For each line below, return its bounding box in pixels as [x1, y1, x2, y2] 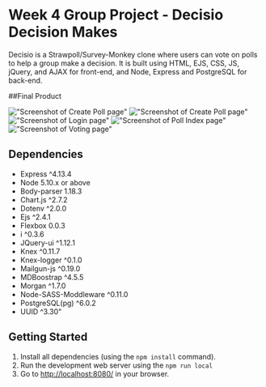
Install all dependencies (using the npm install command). [19, 351, 217, 361]
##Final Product [8, 91, 62, 100]
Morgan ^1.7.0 [19, 281, 66, 291]
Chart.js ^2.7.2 [19, 194, 68, 204]
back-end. [8, 75, 43, 85]
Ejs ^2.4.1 [19, 212, 51, 222]
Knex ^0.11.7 [19, 246, 61, 256]
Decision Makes [8, 23, 118, 41]
